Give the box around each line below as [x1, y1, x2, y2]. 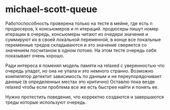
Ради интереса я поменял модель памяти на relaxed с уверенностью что [5, 62, 165, 68]
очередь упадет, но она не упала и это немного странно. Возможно [5, 67, 154, 74]
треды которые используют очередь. [5, 99, 87, 105]
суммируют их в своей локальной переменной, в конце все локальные [5, 36, 161, 43]
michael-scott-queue [5, 4, 98, 15]
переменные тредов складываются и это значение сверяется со [5, 42, 147, 48]
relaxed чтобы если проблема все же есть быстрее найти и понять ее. [5, 84, 159, 90]
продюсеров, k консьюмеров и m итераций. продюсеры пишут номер [5, 25, 159, 31]
